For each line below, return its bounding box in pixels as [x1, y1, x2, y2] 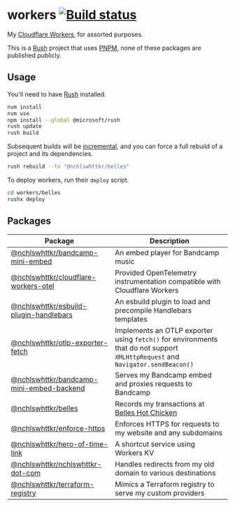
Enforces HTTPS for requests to [115, 419, 220, 429]
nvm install [7, 103, 42, 110]
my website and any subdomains [115, 427, 223, 437]
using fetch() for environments [115, 334, 218, 344]
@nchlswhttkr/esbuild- [10, 301, 87, 310]
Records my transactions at [115, 399, 205, 408]
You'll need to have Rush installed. [7, 90, 106, 98]
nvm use [7, 110, 30, 117]
